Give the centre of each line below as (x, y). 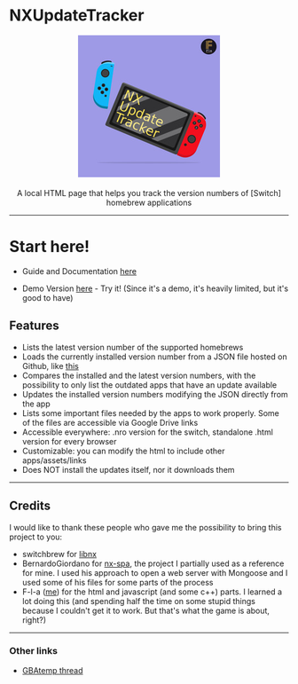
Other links (33, 651)
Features (34, 326)
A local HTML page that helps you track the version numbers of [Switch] (149, 193)
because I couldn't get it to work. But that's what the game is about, (146, 610)
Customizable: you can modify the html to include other (123, 451)
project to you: (36, 537)
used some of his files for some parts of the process (118, 582)
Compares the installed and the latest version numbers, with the (139, 375)
